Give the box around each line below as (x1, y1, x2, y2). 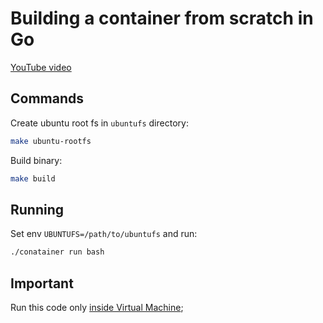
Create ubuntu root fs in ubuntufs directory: (10, 117, 189, 129)
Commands (10, 90, 85, 107)
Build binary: (10, 154, 63, 166)
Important (10, 275, 74, 292)
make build (10, 173, 56, 184)
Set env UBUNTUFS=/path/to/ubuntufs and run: (10, 228, 198, 240)
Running (10, 201, 65, 218)
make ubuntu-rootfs (10, 136, 92, 146)
